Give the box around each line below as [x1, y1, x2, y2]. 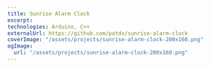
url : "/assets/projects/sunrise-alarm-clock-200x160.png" [13, 50, 189, 57]
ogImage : [7, 43, 33, 50]
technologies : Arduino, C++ [7, 23, 91, 30]
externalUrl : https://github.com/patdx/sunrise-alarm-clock [7, 29, 189, 37]
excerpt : [7, 17, 33, 24]
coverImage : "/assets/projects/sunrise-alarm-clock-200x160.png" [7, 36, 204, 43]
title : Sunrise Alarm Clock [7, 10, 91, 17]
